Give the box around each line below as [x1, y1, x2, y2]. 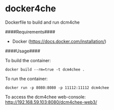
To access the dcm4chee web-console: [5, 94, 86, 100]
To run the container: [5, 75, 48, 81]
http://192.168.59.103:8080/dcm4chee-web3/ [5, 99, 97, 105]
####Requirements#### [5, 29, 55, 35]
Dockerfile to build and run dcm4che [5, 19, 80, 25]
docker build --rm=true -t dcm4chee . [5, 67, 85, 72]
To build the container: [5, 57, 51, 63]
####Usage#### [5, 48, 40, 54]
